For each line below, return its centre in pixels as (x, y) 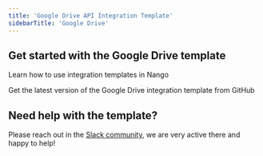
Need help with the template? (83, 116)
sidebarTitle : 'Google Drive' (59, 23)
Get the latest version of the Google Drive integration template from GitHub (131, 90)
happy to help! (32, 143)
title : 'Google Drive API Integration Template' (91, 16)
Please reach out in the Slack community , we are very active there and (124, 135)
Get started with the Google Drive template (117, 56)
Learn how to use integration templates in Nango (89, 75)
